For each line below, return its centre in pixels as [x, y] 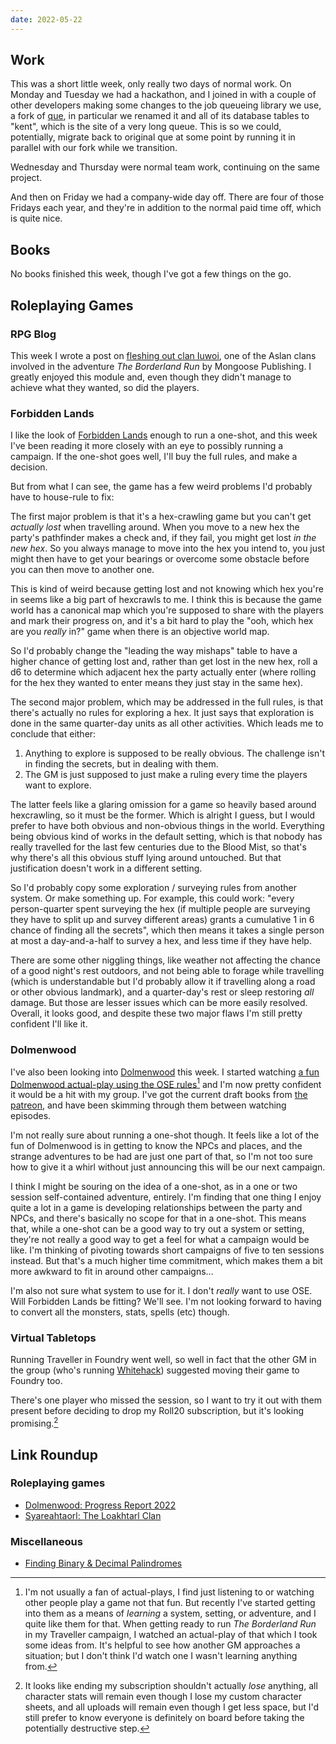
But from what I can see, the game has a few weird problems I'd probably [161, 487]
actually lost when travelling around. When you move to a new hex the [155, 527]
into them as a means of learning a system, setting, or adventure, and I [170, 1613]
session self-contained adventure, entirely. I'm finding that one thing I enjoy [166, 1197]
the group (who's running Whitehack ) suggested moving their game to [155, 1370]
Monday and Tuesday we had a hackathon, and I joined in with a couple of [163, 95]
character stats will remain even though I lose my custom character [163, 1697]
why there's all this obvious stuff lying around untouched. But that [146, 858]
